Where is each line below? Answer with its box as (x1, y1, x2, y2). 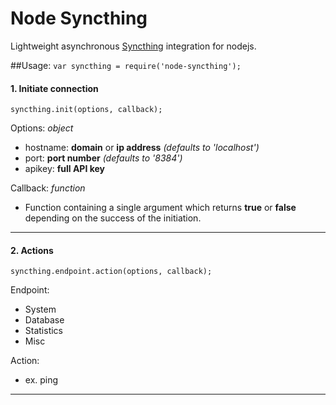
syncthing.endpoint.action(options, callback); (10, 267, 213, 277)
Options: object (10, 122, 74, 134)
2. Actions (10, 244, 54, 256)
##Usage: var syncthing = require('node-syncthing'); (10, 59, 242, 71)
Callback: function (10, 182, 86, 194)
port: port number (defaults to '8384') (24, 152, 183, 164)
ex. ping (24, 374, 59, 386)
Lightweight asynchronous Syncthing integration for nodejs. (10, 40, 257, 52)
